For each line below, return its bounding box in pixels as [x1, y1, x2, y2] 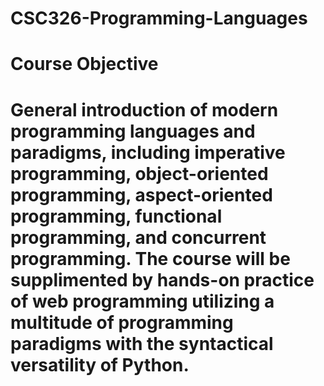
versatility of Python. [10, 353, 190, 376]
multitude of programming [10, 311, 234, 334]
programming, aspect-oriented [10, 183, 273, 206]
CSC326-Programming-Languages [10, 7, 308, 30]
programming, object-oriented [10, 162, 269, 185]
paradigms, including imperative [10, 141, 286, 164]
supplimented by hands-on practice [10, 268, 315, 291]
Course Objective [10, 53, 159, 76]
